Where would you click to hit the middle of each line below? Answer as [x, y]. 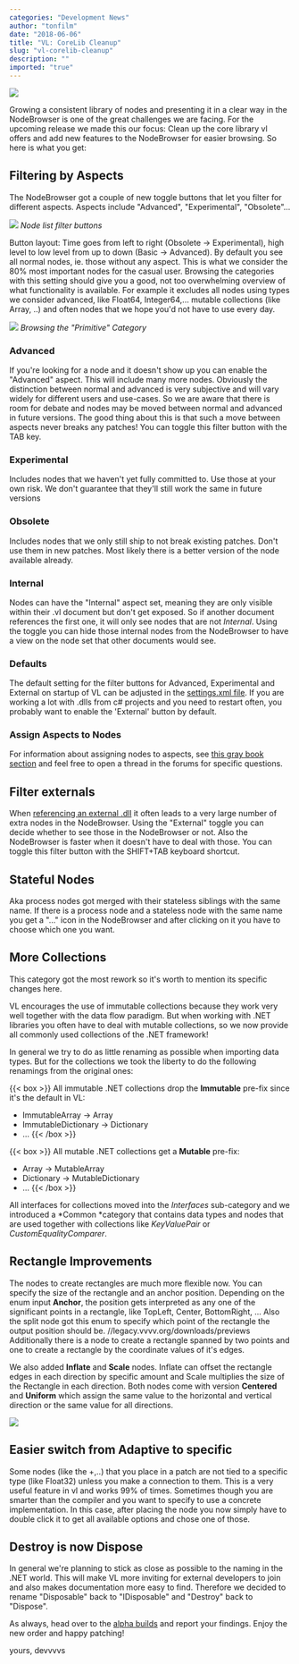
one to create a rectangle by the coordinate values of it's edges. [127, 1349]
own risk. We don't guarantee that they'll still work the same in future [136, 489]
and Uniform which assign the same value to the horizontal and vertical [141, 1395]
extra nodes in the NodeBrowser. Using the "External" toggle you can [137, 823]
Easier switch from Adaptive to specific [121, 1450]
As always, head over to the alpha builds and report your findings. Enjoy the [149, 1624]
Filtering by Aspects [66, 176]
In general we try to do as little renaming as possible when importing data [144, 1052]
